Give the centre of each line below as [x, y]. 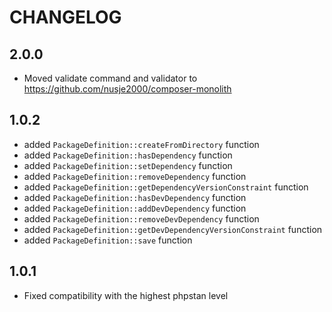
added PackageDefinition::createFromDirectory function [141, 144]
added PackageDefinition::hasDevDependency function [135, 197]
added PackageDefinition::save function [108, 240]
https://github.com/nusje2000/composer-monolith [127, 89]
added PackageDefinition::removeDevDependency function [141, 218]
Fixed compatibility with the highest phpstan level [126, 295]
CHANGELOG [65, 17]
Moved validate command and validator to [110, 78]
